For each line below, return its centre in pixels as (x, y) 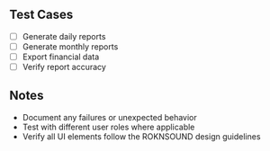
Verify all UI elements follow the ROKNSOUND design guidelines (141, 136)
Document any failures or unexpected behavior (110, 117)
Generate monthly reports (70, 46)
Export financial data (61, 57)
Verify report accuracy (64, 67)
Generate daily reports (64, 36)
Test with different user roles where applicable (108, 127)
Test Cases (41, 15)
